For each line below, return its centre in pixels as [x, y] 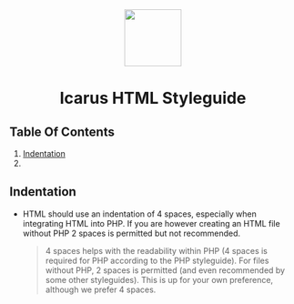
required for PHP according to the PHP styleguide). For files [157, 260]
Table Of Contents [62, 132]
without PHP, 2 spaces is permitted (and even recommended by [165, 270]
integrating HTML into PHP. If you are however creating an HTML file [151, 223]
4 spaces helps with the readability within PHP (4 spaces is [157, 250]
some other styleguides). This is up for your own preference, [159, 279]
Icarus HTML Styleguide [153, 98]
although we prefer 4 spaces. [101, 289]
